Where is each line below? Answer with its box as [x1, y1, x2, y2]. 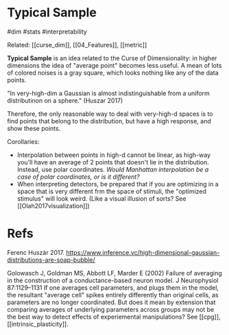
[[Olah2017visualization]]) [16, 201, 91, 210]
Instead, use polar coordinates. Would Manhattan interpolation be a [16, 165, 209, 173]
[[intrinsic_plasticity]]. [7, 320, 69, 328]
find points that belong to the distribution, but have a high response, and [7, 116, 211, 125]
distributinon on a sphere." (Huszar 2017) [7, 96, 123, 104]
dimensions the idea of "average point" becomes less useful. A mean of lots [7, 61, 222, 69]
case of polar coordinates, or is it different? [16, 173, 140, 181]
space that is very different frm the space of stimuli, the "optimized [16, 187, 207, 195]
